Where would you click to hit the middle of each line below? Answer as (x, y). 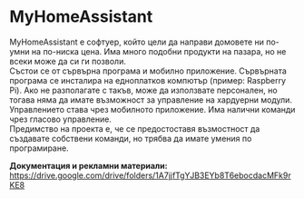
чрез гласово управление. (60, 119)
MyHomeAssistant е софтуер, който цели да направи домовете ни (137, 42)
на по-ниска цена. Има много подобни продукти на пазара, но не (159, 51)
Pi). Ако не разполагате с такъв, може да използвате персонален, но (144, 90)
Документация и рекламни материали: (88, 165)
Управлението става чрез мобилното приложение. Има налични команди (152, 109)
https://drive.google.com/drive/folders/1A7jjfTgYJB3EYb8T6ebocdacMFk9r (151, 175)
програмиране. (39, 148)
